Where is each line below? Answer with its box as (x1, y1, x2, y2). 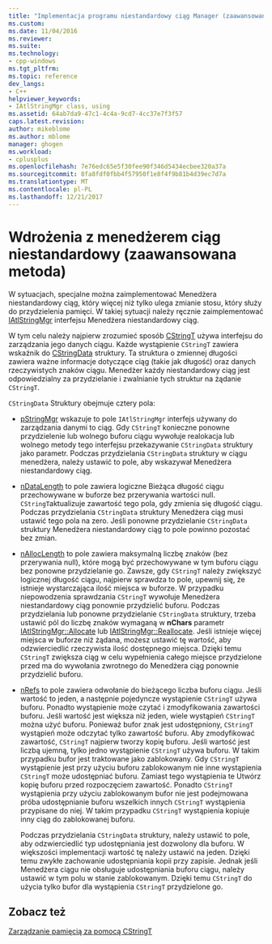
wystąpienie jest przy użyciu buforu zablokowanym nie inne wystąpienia (19, 762, 262, 772)
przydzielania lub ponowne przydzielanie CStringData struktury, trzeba (19, 609, 257, 619)
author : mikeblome (8, 125, 70, 133)
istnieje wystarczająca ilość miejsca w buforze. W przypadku (19, 583, 224, 593)
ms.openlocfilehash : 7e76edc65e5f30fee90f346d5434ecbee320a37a (8, 163, 227, 171)
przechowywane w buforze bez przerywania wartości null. (19, 490, 216, 500)
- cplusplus (8, 155, 49, 163)
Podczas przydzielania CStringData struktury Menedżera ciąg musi (19, 507, 244, 517)
